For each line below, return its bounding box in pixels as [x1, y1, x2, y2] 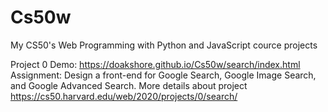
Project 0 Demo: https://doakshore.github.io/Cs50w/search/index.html [10, 58, 301, 70]
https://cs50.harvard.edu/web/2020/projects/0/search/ [10, 90, 238, 102]
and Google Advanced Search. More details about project [10, 79, 248, 91]
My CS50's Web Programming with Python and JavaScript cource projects [10, 39, 318, 51]
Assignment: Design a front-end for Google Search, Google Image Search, [10, 69, 317, 81]
